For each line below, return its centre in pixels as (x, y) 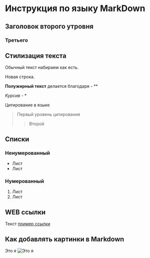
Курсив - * (16, 96)
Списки (17, 139)
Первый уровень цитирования (48, 114)
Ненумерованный (27, 153)
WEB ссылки (25, 212)
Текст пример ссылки (28, 224)
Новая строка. (20, 77)
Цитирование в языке (27, 105)
